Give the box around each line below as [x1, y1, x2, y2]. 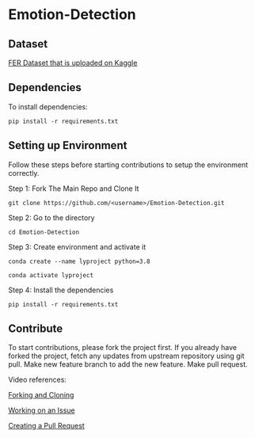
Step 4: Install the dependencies [8, 285, 114, 295]
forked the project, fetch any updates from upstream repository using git [8, 351, 245, 361]
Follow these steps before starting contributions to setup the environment [8, 160, 248, 169]
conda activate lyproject [8, 271, 93, 279]
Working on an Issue [8, 406, 75, 415]
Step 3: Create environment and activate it [8, 242, 147, 251]
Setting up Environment [8, 139, 127, 152]
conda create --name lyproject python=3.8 [8, 257, 150, 265]
